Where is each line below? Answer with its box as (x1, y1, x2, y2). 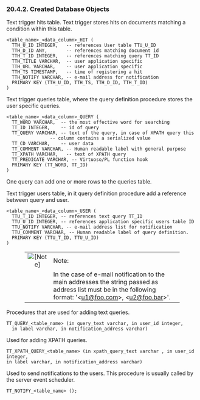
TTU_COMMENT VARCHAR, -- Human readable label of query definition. (12, 229, 189, 236)
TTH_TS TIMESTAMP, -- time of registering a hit (12, 69, 143, 75)
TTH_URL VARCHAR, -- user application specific (12, 63, 143, 70)
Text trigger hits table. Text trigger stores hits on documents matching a (6, 19, 186, 26)
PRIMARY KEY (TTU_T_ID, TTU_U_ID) (12, 235, 99, 241)
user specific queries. (6, 102, 61, 110)
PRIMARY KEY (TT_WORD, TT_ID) (12, 162, 88, 168)
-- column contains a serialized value (49, 135, 151, 141)
